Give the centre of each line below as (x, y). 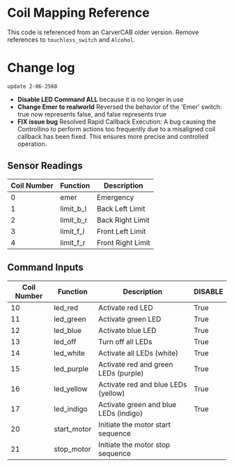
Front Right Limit (124, 242)
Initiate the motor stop (134, 445)
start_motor (72, 429)
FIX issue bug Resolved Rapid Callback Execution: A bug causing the (117, 121)
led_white (69, 353)
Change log (41, 68)
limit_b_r (74, 220)
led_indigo (71, 408)
